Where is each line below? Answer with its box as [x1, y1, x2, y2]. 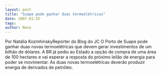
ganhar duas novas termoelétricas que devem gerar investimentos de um [5, 44, 152, 50]
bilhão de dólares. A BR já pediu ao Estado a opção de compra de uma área [5, 49, 157, 55]
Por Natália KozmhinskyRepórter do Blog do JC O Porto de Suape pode [5, 38, 148, 44]
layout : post [5, 7, 32, 12]
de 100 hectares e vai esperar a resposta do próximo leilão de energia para [5, 54, 155, 60]
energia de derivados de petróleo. [5, 64, 73, 71]
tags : [5, 20, 16, 26]
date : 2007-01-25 [5, 16, 40, 21]
